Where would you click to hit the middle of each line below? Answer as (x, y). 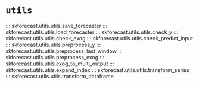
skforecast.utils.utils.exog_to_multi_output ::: (60, 64)
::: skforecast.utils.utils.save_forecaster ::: (57, 26)
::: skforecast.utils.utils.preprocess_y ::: (53, 45)
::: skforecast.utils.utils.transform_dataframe (60, 76)
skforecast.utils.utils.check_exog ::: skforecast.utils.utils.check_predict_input (99, 38)
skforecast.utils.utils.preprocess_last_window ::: (64, 51)
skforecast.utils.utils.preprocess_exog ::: (55, 57)
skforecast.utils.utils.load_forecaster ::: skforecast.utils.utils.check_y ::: (92, 32)
